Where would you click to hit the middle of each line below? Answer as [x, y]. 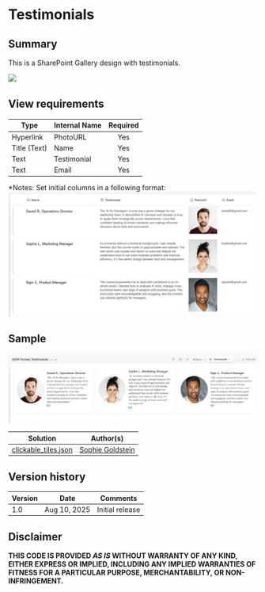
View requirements [56, 104]
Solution [42, 438]
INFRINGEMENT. [36, 581]
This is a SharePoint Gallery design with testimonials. [94, 63]
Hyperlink [27, 137]
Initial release [119, 510]
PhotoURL [70, 137]
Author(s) [107, 438]
